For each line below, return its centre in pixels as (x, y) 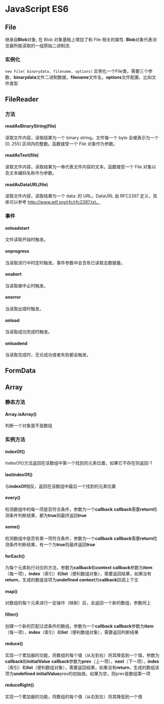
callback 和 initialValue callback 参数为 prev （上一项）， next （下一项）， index (82, 661)
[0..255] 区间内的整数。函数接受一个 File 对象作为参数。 (61, 144)
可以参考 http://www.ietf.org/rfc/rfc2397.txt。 (55, 202)
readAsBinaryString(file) (31, 126)
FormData (20, 371)
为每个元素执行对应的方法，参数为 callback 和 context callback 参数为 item (79, 568)
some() (13, 527)
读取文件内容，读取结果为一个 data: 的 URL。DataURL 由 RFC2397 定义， (79, 196)
